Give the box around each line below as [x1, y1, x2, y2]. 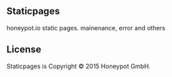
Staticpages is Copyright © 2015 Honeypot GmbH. [6, 62, 150, 70]
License [6, 44, 42, 56]
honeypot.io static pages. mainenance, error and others [6, 23, 166, 32]
